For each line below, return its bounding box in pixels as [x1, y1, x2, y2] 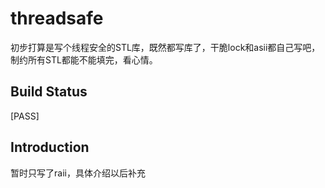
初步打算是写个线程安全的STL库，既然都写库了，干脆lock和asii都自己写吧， [10, 41, 321, 53]
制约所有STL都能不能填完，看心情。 [10, 53, 158, 66]
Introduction [10, 139, 90, 156]
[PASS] [10, 110, 40, 122]
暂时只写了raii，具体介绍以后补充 [10, 167, 146, 179]
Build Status [10, 83, 88, 101]
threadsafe [10, 7, 104, 30]
